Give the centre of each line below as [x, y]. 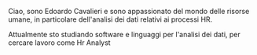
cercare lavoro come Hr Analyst [60, 43]
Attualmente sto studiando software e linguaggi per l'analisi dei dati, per [125, 34]
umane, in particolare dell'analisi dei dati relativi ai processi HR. [110, 19]
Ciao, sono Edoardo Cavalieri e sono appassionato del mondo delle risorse [129, 11]
